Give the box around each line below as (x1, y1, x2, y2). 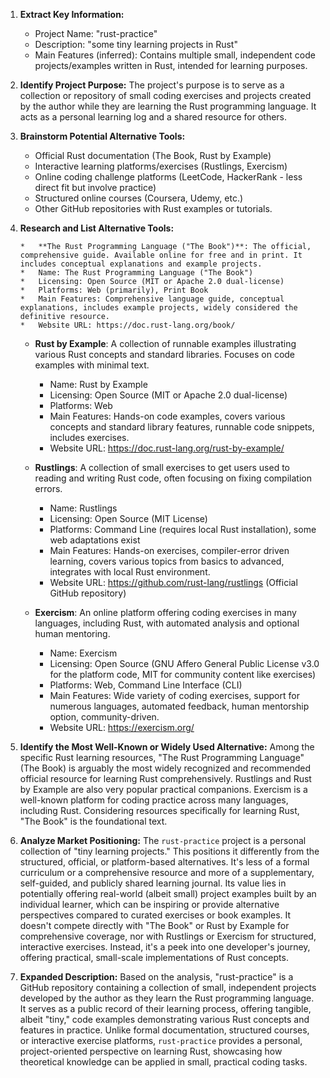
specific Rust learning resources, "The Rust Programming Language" (19, 752, 305, 763)
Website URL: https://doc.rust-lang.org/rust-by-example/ (49, 442, 285, 454)
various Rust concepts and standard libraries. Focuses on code (34, 349, 296, 360)
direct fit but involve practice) (34, 182, 157, 193)
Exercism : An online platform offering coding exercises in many (34, 607, 297, 618)
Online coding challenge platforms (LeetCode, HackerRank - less (34, 171, 303, 183)
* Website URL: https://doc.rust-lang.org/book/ (19, 320, 236, 330)
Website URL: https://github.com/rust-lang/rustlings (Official (49, 577, 298, 588)
